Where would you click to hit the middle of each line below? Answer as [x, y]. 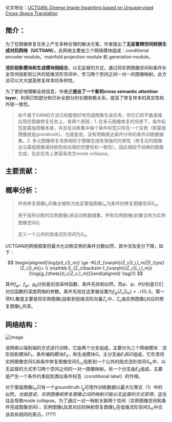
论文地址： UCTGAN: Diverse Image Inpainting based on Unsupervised [79, 7]
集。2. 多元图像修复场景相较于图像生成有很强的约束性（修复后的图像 [90, 140]
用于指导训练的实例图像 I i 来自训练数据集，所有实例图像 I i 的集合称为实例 [92, 216]
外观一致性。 [19, 104]
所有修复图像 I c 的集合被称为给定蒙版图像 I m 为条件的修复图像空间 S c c [88, 204]
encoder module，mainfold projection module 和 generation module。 [79, 57]
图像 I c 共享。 [23, 307]
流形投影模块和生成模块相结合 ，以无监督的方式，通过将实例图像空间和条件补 [86, 68]
